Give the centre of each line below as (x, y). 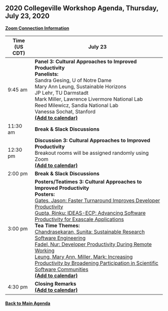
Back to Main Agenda (28, 303)
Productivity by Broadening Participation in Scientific (96, 263)
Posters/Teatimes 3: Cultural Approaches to (88, 181)
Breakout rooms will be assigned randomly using (92, 153)
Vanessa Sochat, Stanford (65, 111)
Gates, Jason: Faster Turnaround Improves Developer (97, 200)
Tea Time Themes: (57, 225)
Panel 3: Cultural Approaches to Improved (86, 61)
